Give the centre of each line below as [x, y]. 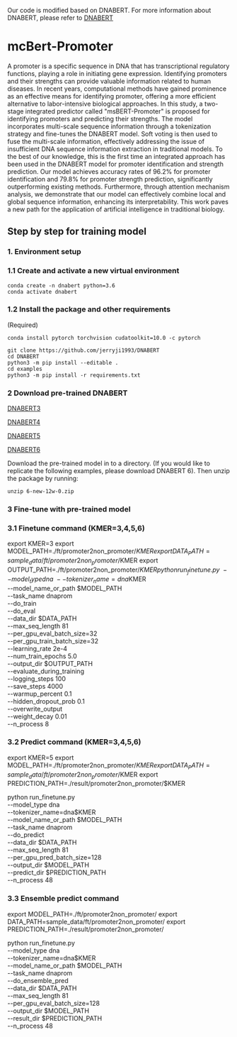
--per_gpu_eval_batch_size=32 [52, 633]
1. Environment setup [44, 252]
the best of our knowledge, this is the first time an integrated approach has [116, 156]
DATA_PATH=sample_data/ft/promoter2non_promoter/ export [97, 921]
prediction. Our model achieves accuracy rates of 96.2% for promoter [109, 171]
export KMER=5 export [41, 758]
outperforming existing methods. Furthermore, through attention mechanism [118, 187]
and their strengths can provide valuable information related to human [109, 81]
